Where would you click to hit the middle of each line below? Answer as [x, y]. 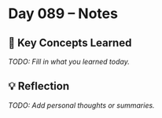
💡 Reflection [39, 86]
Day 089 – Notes [63, 14]
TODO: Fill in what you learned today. [69, 61]
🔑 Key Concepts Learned [70, 43]
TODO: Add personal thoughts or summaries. [81, 105]
